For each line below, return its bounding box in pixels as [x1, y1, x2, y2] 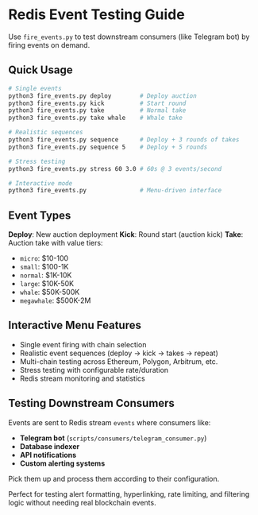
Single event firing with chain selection [19, 339, 147, 349]
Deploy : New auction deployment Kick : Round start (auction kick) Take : [8, 230, 244, 239]
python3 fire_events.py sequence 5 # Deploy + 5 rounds [8, 143, 208, 151]
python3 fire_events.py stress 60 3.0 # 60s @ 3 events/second [8, 165, 222, 172]
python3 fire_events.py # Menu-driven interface [8, 187, 222, 195]
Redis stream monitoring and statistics [19, 374, 145, 383]
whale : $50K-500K [19, 288, 80, 297]
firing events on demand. [8, 40, 90, 49]
